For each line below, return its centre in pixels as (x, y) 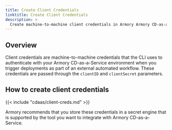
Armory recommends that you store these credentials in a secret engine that (86, 112)
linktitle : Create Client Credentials (47, 15)
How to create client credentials (57, 90)
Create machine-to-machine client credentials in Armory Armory (80, 24)
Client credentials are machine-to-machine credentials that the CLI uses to (84, 57)
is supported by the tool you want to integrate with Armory (67, 117)
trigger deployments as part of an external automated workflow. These (80, 68)
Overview (21, 45)
